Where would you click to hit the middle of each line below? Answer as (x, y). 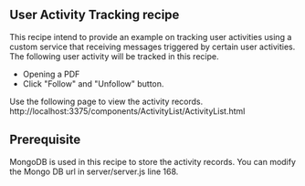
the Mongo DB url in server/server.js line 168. (94, 171)
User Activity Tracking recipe (95, 15)
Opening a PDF (51, 74)
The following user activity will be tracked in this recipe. (114, 56)
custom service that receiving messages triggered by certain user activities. (152, 46)
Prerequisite (45, 140)
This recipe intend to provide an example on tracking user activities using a (151, 36)
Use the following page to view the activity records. (106, 101)
